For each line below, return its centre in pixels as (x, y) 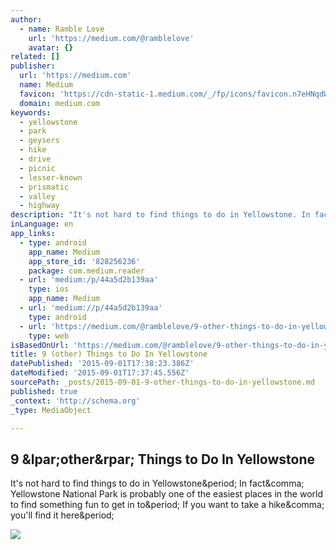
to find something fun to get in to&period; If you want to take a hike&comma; (167, 505)
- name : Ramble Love (62, 29)
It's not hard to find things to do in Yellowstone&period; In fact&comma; (157, 483)
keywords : (31, 112)
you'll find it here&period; (62, 515)
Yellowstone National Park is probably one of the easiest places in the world (167, 494)
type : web (49, 336)
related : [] (35, 57)
